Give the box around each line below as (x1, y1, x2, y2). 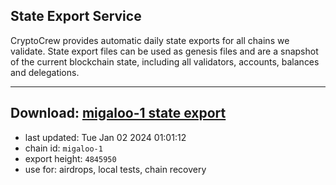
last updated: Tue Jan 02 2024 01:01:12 (24, 131, 187, 143)
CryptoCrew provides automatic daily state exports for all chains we (10, 34, 290, 46)
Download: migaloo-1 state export (10, 105, 227, 122)
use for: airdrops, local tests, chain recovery (24, 163, 207, 175)
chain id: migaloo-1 (24, 142, 103, 154)
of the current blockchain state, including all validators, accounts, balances (10, 55, 320, 68)
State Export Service (10, 8, 142, 25)
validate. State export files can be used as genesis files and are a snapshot (10, 45, 319, 57)
